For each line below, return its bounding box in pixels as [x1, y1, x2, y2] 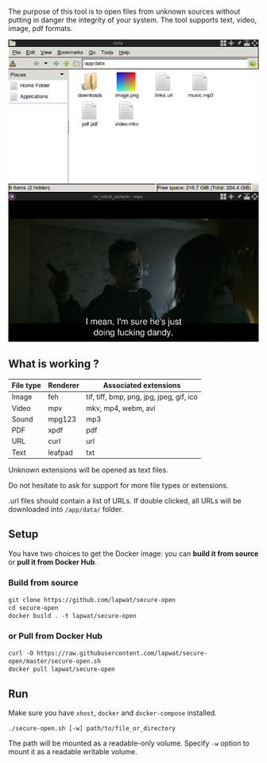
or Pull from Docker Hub [8, 631, 103, 642]
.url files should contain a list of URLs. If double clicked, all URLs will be [8, 496, 242, 505]
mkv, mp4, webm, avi [86, 403, 156, 413]
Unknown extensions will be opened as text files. [8, 465, 168, 475]
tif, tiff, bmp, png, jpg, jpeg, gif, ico [86, 392, 199, 401]
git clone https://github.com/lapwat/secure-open [8, 597, 176, 605]
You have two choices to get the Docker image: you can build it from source [8, 549, 259, 558]
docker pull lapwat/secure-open [8, 665, 115, 674]
